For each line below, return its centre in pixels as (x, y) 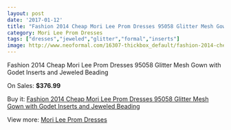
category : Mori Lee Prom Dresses (55, 33)
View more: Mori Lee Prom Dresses (57, 120)
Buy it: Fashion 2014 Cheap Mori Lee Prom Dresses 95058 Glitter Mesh (108, 99)
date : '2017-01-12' (35, 20)
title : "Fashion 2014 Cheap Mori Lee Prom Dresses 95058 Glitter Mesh (110, 26)
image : (16, 45)
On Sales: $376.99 (34, 86)
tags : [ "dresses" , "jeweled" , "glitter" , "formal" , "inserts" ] (93, 39)
